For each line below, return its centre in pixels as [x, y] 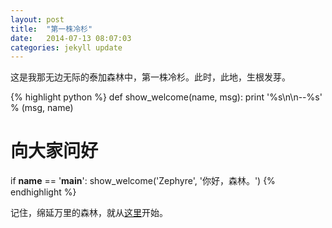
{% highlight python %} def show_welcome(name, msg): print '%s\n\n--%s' [166, 97]
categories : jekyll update [66, 47]
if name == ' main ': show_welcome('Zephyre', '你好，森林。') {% [143, 181]
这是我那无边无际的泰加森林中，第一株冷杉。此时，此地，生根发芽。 [150, 77]
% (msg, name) [42, 108]
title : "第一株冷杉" [51, 29]
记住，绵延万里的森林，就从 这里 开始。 [89, 213]
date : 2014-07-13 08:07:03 [71, 38]
